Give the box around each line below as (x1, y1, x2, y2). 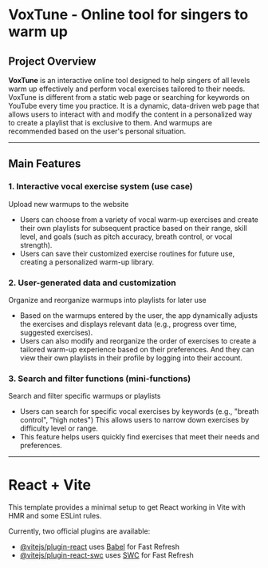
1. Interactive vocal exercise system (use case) (8, 181, 193, 193)
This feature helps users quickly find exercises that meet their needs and (19, 432, 260, 442)
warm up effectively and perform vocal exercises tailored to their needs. (8, 84, 246, 93)
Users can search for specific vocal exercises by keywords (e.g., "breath (19, 407, 259, 416)
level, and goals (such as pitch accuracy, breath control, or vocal (19, 232, 233, 241)
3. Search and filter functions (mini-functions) (8, 373, 191, 384)
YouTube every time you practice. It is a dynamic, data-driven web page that (8, 101, 260, 110)
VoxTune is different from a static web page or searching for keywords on (8, 93, 250, 101)
